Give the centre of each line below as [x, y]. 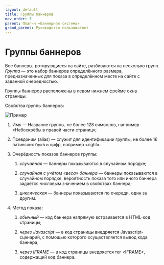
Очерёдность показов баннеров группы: [55, 154]
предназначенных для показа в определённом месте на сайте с [72, 76]
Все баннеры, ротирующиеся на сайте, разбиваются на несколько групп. [82, 66]
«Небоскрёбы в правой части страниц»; [54, 130]
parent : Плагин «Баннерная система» [42, 23]
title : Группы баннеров [29, 14]
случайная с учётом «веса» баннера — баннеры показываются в [89, 173]
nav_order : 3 [18, 19]
